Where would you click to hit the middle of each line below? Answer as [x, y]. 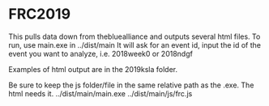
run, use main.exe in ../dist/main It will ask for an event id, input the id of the [135, 45]
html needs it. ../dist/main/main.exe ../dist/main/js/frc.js [100, 93]
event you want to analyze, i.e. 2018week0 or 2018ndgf [100, 53]
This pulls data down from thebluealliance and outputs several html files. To [134, 36]
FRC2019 [40, 14]
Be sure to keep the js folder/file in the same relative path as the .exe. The [131, 85]
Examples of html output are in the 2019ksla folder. [93, 69]
